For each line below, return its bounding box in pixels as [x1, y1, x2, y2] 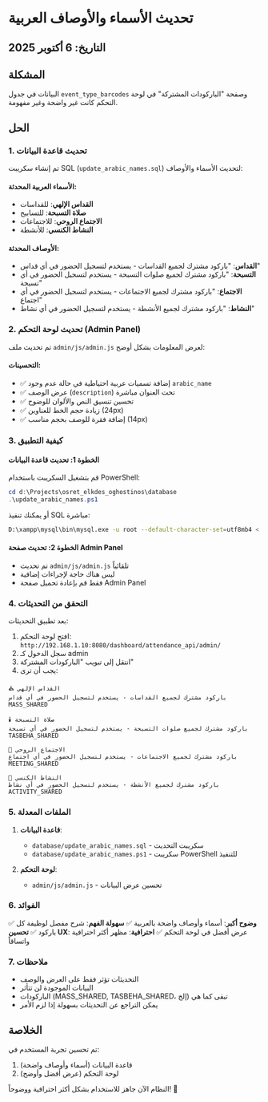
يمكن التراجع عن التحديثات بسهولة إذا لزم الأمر [19, 1000, 158, 1010]
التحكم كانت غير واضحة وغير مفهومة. [8, 98, 118, 107]
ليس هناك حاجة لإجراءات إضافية [19, 569, 115, 578]
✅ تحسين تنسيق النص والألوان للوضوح [19, 396, 134, 406]
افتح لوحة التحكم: [19, 631, 72, 642]
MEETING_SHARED [8, 760, 59, 768]
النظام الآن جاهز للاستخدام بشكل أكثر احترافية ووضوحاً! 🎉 [8, 1084, 178, 1093]
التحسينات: [8, 360, 42, 370]
